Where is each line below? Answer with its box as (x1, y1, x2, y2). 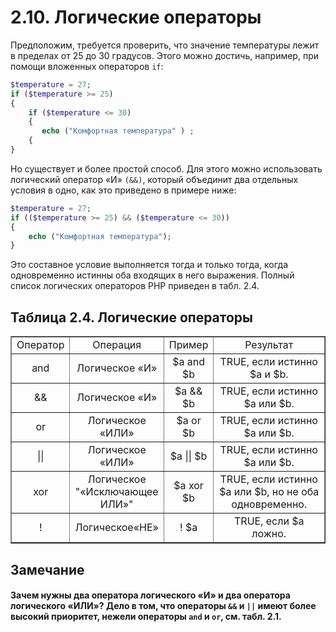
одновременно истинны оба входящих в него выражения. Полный (10, 269, 295, 281)
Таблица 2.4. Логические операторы (10, 309, 254, 326)
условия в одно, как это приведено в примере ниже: (10, 184, 237, 196)
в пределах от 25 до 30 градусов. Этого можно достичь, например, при (10, 49, 319, 61)
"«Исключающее (74, 485, 159, 499)
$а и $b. (249, 367, 289, 381)
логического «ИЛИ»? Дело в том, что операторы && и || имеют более (10, 600, 317, 612)
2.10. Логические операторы (10, 6, 262, 29)
